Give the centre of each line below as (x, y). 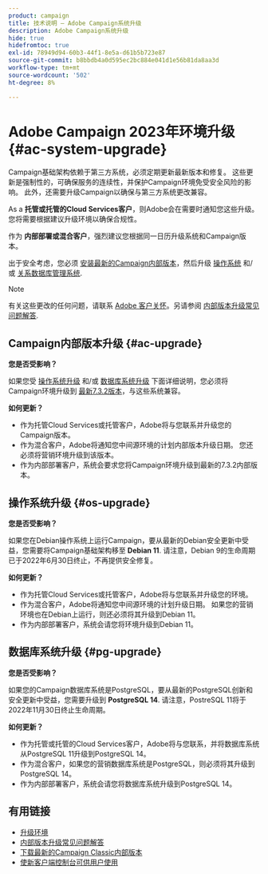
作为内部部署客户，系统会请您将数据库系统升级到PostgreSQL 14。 (128, 784)
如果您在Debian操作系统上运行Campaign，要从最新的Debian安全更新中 (125, 541)
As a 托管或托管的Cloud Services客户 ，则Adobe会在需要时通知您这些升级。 (134, 210)
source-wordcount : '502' (49, 75)
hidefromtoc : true (39, 46)
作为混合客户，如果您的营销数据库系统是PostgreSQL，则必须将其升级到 (137, 764)
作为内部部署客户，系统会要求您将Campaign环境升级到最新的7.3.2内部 (135, 465)
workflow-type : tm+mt (44, 68)
